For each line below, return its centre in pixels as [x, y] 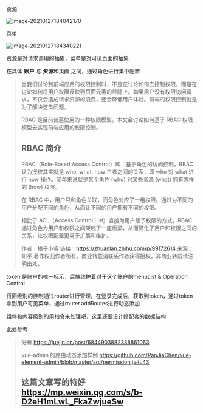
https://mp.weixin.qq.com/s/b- [82, 393]
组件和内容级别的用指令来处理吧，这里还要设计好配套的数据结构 [86, 316]
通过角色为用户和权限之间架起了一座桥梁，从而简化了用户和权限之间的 [109, 228]
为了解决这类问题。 [45, 107]
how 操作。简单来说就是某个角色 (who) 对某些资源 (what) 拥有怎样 [111, 179]
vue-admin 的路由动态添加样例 [60, 355]
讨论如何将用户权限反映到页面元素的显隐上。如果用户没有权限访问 [104, 92]
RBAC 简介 [41, 148]
